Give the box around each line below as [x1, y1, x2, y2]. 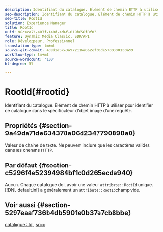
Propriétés [5, 122, 38, 130]
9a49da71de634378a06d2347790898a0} [5, 129, 136, 137]
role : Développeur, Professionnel [5, 39, 75, 44]
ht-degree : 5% [5, 61, 34, 66]
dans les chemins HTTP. [5, 147, 54, 153]
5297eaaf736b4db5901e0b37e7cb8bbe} [5, 209, 131, 217]
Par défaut [5, 161, 37, 170]
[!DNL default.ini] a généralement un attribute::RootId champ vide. [5, 187, 141, 193]
